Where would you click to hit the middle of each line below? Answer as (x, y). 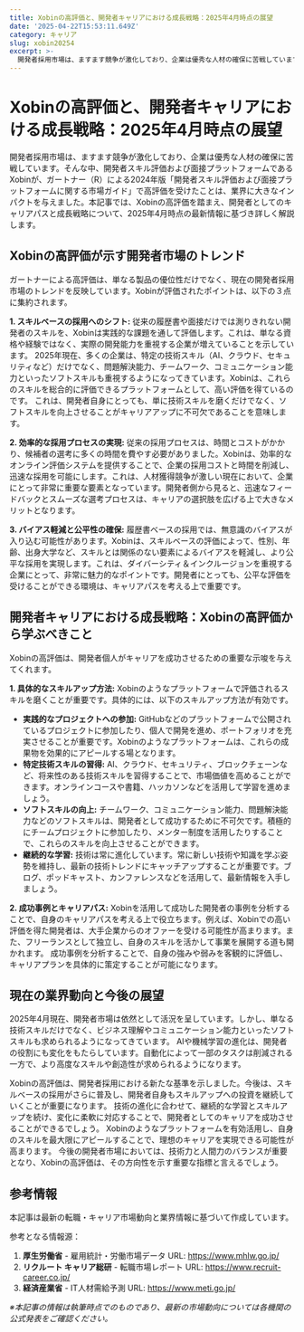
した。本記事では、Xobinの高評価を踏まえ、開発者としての (175, 202)
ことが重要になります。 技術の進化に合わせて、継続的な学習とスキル (152, 1106)
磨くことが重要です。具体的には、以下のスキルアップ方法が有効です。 (163, 699)
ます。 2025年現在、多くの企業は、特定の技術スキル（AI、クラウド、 (138, 355)
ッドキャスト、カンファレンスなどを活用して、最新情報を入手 (168, 877)
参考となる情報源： (45, 1237)
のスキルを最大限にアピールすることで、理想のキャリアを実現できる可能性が (152, 1140)
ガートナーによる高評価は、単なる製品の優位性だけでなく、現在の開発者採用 (152, 279)
